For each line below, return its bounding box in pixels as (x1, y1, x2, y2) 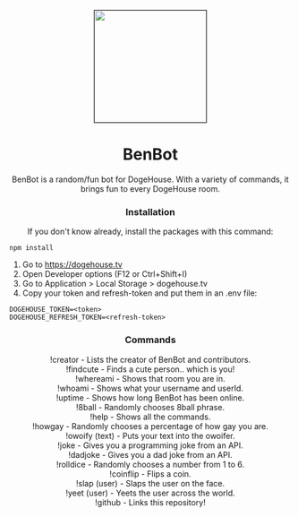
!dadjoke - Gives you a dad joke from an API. (68, 449, 233, 460)
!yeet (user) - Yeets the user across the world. (65, 487, 235, 498)
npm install (9, 244, 54, 253)
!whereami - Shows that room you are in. (75, 373, 226, 383)
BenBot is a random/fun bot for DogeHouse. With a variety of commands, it (12, 174, 289, 185)
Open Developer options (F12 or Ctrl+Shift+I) (21, 269, 188, 280)
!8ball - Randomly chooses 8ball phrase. (75, 401, 226, 412)
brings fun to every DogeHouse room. (80, 183, 221, 194)
